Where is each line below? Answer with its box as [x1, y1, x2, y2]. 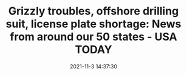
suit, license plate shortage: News [5, 17, 182, 31]
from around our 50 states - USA [9, 30, 178, 44]
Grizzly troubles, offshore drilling [8, 4, 179, 18]
